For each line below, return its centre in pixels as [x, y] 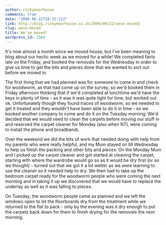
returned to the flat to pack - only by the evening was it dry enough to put [80, 207]
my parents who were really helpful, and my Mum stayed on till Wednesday [82, 144]
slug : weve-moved [23, 28]
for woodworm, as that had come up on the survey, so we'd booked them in [82, 87]
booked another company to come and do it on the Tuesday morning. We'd [82, 113]
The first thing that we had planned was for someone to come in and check [82, 82]
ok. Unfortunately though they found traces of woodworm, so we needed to [82, 103]
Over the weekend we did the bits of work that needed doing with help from [83, 139]
